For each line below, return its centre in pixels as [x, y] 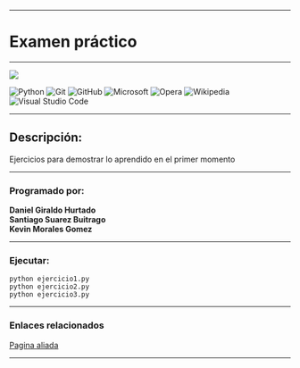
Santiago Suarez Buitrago [58, 220]
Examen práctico [73, 42]
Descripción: [46, 138]
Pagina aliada [34, 345]
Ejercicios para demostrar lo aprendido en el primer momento [122, 159]
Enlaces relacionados [57, 325]
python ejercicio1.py [50, 279]
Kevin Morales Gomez [51, 230]
